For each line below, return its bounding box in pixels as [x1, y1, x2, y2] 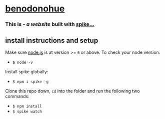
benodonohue [5, 3, 65, 14]
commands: [5, 93, 30, 99]
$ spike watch [12, 109, 42, 114]
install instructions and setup [5, 36, 98, 45]
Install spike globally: [5, 68, 48, 75]
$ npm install [12, 104, 42, 109]
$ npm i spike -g [12, 79, 49, 84]
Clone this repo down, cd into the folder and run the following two [5, 88, 140, 94]
